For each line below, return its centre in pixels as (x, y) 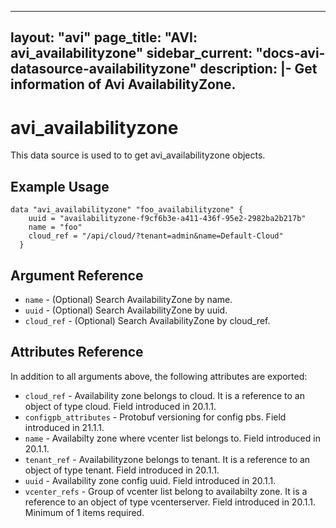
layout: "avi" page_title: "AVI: (104, 37)
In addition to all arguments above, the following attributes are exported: (159, 376)
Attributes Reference (77, 352)
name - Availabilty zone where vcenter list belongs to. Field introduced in (172, 438)
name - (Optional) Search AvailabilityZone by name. (128, 299)
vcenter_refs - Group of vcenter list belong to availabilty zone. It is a (166, 491)
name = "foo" (55, 227)
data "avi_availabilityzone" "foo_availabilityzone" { (127, 210)
